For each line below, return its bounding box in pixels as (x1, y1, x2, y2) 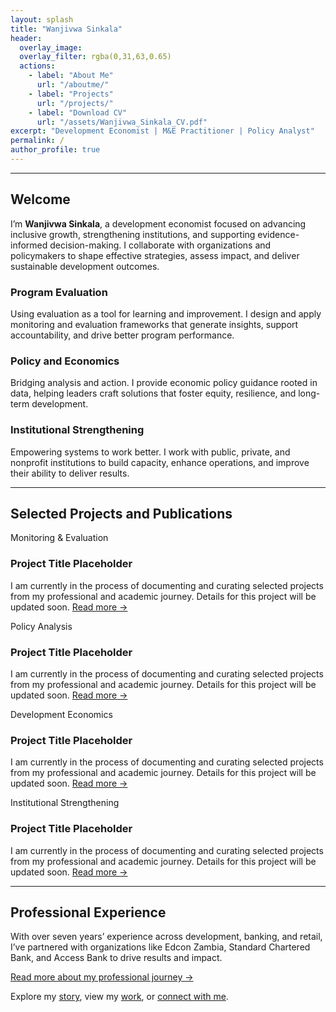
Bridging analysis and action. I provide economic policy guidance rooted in (10, 377, 318, 389)
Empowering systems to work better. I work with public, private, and (10, 446, 291, 458)
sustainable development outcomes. (10, 260, 160, 272)
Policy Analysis (10, 620, 73, 632)
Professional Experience (10, 904, 167, 921)
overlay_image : (19, 42, 83, 53)
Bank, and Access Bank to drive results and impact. (10, 952, 223, 964)
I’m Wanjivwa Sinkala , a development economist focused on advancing (10, 217, 307, 230)
